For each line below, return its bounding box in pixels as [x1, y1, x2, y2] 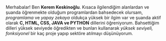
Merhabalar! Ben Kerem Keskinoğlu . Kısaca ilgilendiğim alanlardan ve [5, 4, 149, 10]
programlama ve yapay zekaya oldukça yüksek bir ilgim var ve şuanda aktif [5, 15, 161, 20]
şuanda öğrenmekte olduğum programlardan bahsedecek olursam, [5, 9, 143, 15]
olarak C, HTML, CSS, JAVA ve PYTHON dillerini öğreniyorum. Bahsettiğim [5, 20, 160, 26]
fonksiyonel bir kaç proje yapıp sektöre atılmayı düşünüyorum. [5, 31, 134, 36]
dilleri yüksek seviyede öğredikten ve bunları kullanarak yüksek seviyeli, [5, 25, 154, 31]
